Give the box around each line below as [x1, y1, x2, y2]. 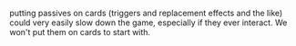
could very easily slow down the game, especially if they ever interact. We [9, 17, 288, 28]
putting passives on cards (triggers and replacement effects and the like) [9, 8, 283, 18]
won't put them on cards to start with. [9, 27, 151, 37]
